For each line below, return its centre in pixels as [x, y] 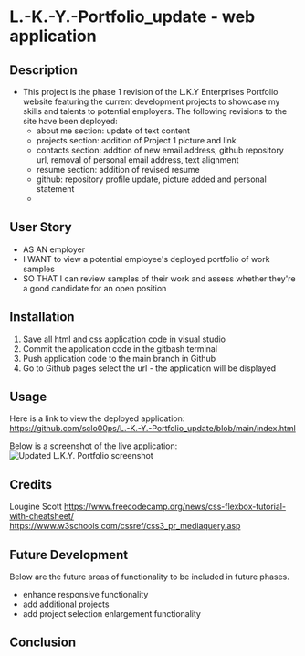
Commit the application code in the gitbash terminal [120, 348]
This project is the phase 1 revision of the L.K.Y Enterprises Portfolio [150, 92]
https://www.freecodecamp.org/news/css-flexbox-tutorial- [174, 507]
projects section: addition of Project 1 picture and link [136, 140]
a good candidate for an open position [95, 288]
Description [43, 70]
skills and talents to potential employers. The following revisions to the [155, 111]
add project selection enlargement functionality [111, 614]
